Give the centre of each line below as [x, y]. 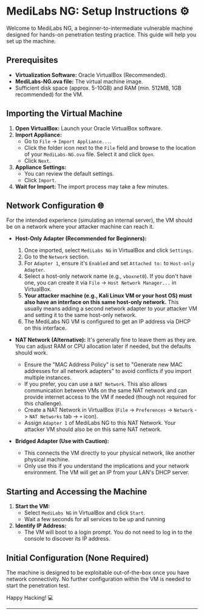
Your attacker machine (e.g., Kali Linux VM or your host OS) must [108, 296]
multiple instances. [48, 378]
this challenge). [43, 403]
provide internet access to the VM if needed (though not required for [110, 397]
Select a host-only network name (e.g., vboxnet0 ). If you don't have [108, 276]
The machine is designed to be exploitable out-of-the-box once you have [98, 572]
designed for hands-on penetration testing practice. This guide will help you [101, 34]
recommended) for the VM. [49, 94]
